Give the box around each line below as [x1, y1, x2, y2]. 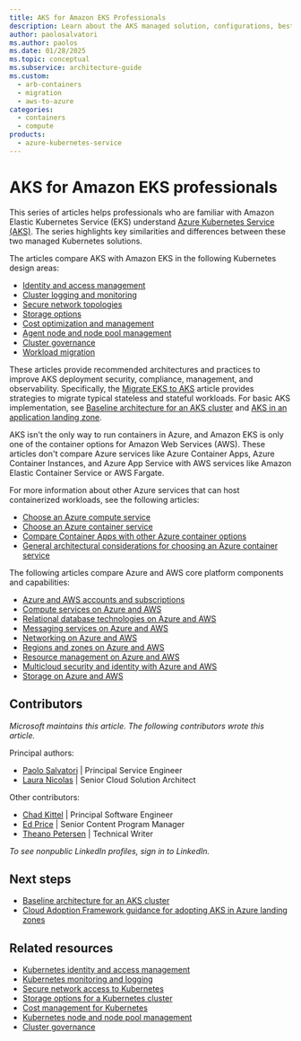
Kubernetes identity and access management [21, 965, 191, 975]
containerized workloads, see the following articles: [9, 494, 200, 505]
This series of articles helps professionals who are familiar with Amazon [9, 207, 275, 217]
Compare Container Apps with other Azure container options [21, 531, 247, 542]
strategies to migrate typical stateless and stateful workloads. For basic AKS [9, 393, 291, 403]
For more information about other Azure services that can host [9, 484, 240, 495]
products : [9, 130, 47, 139]
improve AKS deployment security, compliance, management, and [9, 374, 254, 384]
